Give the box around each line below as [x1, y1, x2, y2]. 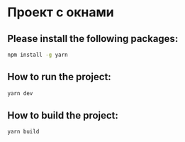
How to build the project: [7, 109, 119, 121]
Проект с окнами [7, 4, 115, 21]
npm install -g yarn [7, 51, 69, 58]
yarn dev [7, 89, 33, 97]
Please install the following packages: [7, 33, 179, 45]
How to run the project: [7, 71, 111, 83]
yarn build [7, 129, 40, 136]
